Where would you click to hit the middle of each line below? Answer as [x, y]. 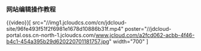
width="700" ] [131, 42]
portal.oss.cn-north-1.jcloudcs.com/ [51, 35]
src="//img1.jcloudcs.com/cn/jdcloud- [79, 23]
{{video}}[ [19, 23]
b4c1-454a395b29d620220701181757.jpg [58, 42]
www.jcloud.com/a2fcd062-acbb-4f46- [145, 35]
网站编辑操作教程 [31, 9]
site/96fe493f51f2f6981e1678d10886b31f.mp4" [65, 29]
